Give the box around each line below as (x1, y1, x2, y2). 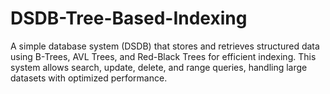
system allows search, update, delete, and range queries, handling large (10, 61, 308, 73)
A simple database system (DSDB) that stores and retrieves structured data (10, 40, 320, 52)
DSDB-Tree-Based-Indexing (10, 7, 248, 30)
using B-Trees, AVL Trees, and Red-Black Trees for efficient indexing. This (10, 50, 317, 62)
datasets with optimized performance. (10, 72, 168, 84)
